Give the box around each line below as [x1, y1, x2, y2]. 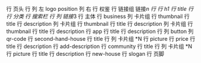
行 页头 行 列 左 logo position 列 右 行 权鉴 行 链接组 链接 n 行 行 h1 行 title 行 [6, 5, 194, 12]
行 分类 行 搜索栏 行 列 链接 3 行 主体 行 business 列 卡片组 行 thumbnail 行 [6, 13, 190, 20]
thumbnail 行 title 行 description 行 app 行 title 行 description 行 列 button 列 [6, 28, 194, 35]
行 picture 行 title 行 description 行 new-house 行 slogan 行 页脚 [6, 50, 165, 57]
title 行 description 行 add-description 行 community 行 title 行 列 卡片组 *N [6, 43, 193, 50]
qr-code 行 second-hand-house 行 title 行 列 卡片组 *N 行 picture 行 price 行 [6, 35, 196, 42]
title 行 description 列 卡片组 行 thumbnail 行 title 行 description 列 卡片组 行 [6, 20, 193, 27]
